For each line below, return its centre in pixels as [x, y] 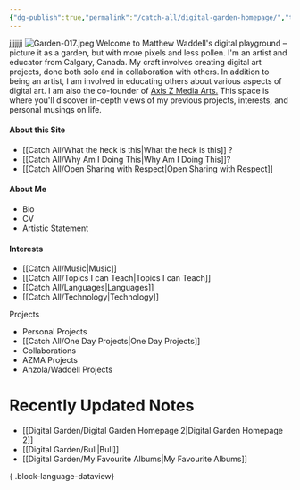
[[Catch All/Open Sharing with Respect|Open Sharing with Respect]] [148, 169]
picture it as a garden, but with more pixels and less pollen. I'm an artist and [148, 52]
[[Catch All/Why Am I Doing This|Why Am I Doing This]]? [126, 159]
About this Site [37, 130]
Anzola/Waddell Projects [67, 370]
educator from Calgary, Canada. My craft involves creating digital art [135, 62]
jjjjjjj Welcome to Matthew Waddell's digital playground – [148, 43]
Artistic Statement [55, 228]
